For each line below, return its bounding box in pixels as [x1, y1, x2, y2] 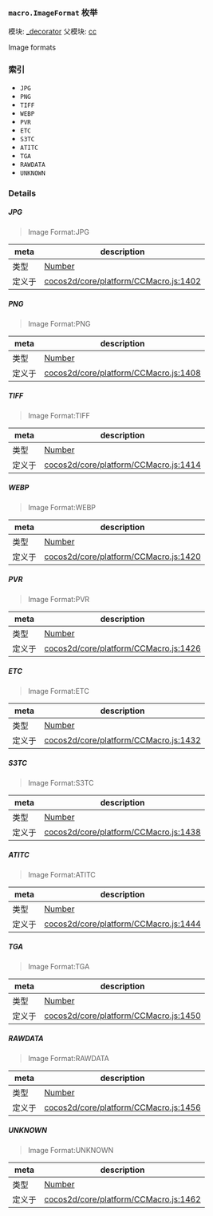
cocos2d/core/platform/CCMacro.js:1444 [44, 918, 201, 929]
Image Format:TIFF [27, 411, 90, 421]
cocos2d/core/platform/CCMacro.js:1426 [44, 643, 201, 654]
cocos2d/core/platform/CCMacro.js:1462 [44, 1194, 201, 1205]
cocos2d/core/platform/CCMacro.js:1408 [44, 367, 201, 378]
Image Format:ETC [27, 687, 89, 696]
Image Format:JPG [27, 228, 90, 237]
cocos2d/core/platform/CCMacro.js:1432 [44, 735, 201, 746]
